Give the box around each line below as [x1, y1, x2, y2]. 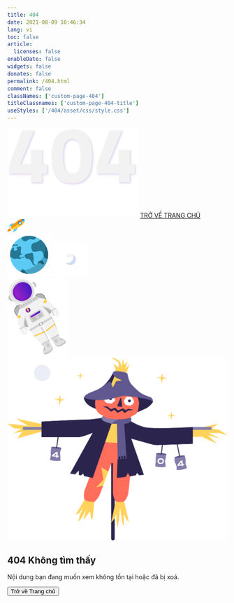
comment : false [7, 85, 52, 92]
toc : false [7, 34, 39, 41]
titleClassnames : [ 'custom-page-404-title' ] [7, 100, 139, 107]
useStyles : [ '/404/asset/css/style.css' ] [7, 107, 130, 115]
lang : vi [7, 26, 33, 33]
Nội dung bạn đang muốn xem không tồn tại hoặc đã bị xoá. [7, 573, 180, 581]
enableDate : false [7, 56, 61, 63]
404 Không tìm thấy [7, 554, 96, 566]
